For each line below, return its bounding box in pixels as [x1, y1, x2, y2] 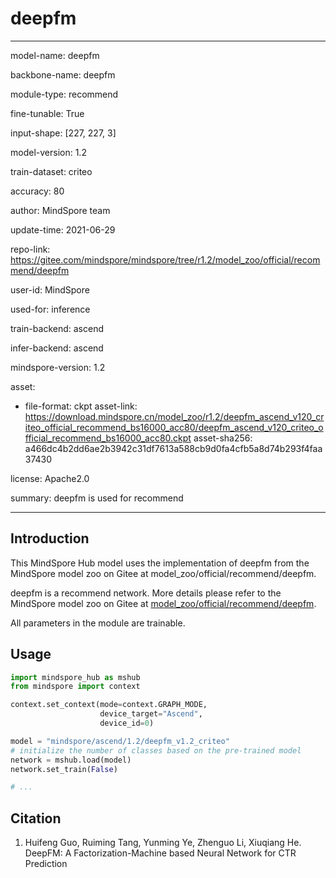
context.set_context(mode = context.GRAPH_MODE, [10, 700, 208, 710]
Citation [10, 810, 62, 827]
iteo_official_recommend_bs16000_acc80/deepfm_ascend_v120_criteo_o [24, 421, 324, 433]
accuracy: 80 [10, 185, 65, 197]
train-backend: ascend [10, 322, 104, 334]
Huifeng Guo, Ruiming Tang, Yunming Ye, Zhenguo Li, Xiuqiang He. [24, 837, 302, 849]
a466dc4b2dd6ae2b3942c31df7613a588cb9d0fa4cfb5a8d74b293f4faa [24, 442, 323, 454]
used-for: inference [10, 303, 91, 315]
